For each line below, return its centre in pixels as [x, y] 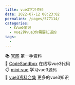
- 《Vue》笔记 [20, 28]
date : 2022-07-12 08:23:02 [32, 14]
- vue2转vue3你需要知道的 [33, 32]
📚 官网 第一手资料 [24, 56]
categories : [17, 23]
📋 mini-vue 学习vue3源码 [31, 69]
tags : [10, 37]
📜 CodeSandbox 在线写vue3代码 [38, 64]
